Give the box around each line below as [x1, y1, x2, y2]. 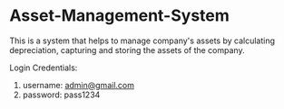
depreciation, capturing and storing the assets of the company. [9, 44, 245, 55]
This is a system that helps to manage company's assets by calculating [9, 35, 275, 46]
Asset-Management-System [9, 5, 230, 26]
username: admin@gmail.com [22, 79, 134, 90]
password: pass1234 [22, 89, 101, 100]
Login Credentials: [9, 62, 78, 73]
